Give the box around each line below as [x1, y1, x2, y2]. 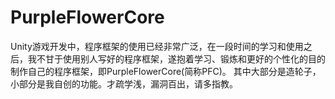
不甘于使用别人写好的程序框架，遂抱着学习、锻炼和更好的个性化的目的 [36, 52, 326, 65]
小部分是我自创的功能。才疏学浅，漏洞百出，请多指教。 [10, 77, 238, 90]
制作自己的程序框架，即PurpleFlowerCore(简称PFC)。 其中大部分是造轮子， [10, 65, 322, 77]
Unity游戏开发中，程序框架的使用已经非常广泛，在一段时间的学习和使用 [10, 40, 304, 52]
